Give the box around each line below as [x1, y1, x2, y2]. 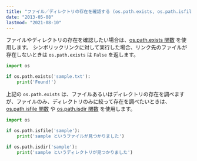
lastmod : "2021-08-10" [6, 19, 62, 25]
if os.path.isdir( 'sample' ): [6, 144, 78, 150]
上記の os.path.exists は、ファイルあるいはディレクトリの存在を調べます [6, 91, 185, 97]
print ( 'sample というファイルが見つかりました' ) [16, 133, 125, 139]
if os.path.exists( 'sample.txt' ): [6, 74, 91, 80]
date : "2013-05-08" [6, 14, 54, 20]
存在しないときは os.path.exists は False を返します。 [6, 51, 139, 58]
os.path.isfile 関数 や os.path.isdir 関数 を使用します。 [6, 106, 136, 112]
